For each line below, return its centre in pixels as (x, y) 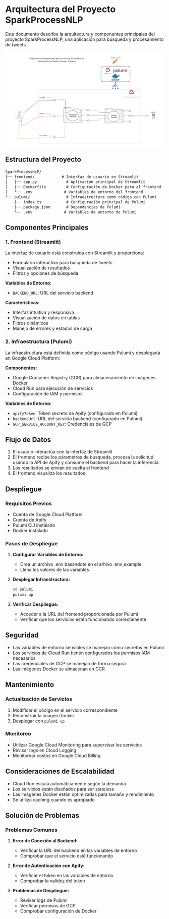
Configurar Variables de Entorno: (48, 555)
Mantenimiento (30, 685)
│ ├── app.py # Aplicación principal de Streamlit (75, 182)
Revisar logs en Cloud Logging (44, 750)
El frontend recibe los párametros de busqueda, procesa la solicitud (83, 457)
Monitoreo (18, 734)
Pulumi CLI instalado (34, 525)
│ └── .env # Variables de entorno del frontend (74, 192)
